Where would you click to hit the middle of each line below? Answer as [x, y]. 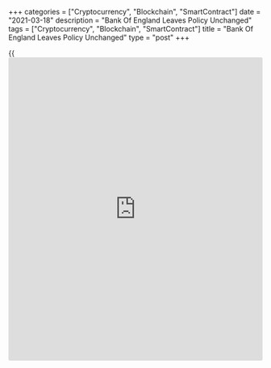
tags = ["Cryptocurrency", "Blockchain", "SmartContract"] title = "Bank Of [131, 29]
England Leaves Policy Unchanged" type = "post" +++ [99, 37]
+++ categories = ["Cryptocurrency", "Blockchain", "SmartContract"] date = [135, 12]
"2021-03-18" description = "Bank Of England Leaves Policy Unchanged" [130, 20]
